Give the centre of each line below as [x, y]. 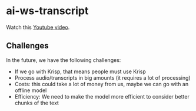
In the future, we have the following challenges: [64, 60]
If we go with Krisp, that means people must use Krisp [80, 71]
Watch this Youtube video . [38, 27]
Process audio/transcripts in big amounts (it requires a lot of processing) [102, 77]
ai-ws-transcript [47, 11]
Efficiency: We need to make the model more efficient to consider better [102, 96]
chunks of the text [36, 103]
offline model [31, 90]
